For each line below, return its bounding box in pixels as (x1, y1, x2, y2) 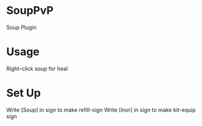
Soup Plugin (6, 24, 37, 31)
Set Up (6, 86, 41, 100)
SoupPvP (6, 4, 54, 18)
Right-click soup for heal (6, 65, 68, 72)
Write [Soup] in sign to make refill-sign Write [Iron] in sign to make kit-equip (6, 106, 196, 113)
